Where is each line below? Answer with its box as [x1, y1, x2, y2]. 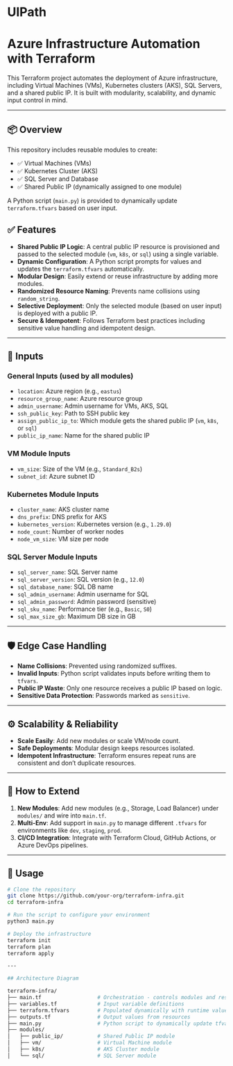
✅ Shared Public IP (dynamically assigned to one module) [17, 182, 182, 191]
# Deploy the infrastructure [7, 930, 92, 937]
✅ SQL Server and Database [17, 175, 98, 183]
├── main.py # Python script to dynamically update [7, 1020, 213, 1027]
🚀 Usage [7, 868, 44, 880]
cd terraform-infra [7, 899, 64, 906]
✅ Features [7, 224, 57, 236]
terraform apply [7, 950, 54, 957]
